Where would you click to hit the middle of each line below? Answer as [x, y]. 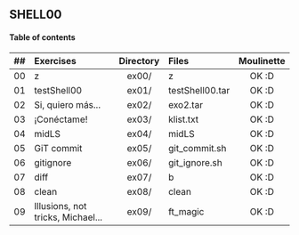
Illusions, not [61, 206]
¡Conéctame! [61, 119]
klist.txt [183, 119]
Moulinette [262, 61]
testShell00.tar [199, 90]
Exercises [56, 61]
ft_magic [186, 211]
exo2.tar [185, 104]
